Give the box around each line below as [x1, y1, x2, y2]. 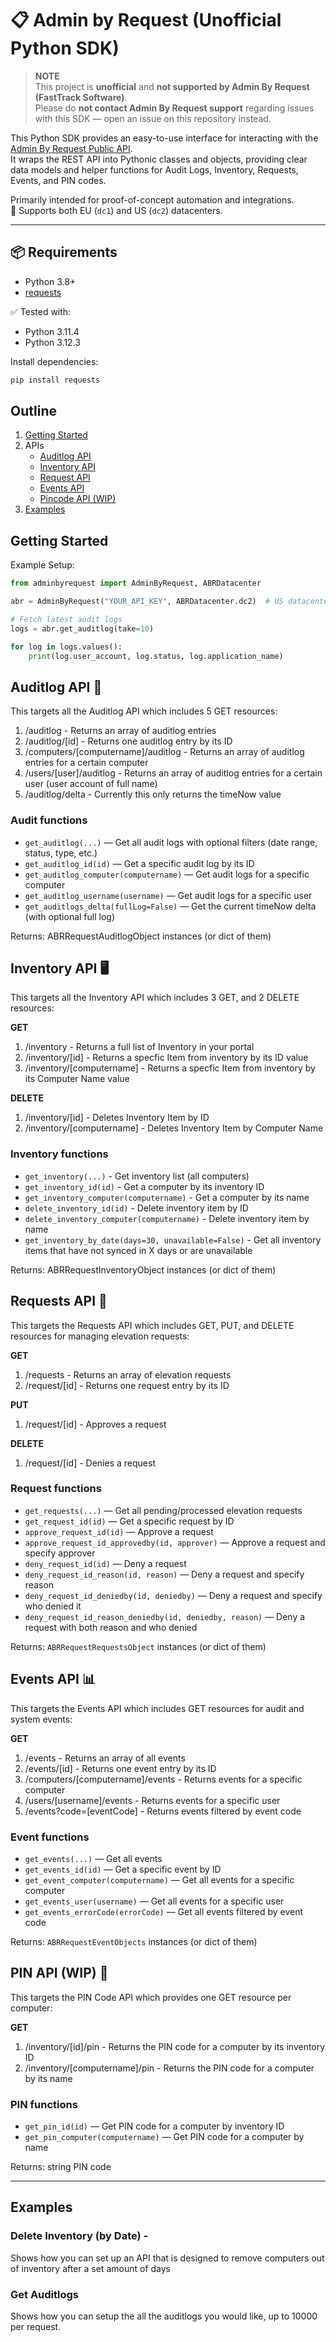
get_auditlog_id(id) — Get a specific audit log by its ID [24, 857, 255, 869]
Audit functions [10, 813, 88, 827]
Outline [10, 403, 57, 420]
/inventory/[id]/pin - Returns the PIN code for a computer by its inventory [24, 2040, 326, 2052]
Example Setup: [10, 559, 75, 571]
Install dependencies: [10, 355, 99, 367]
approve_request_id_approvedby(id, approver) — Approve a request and [24, 1536, 326, 1548]
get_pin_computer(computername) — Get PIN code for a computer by [24, 2131, 305, 2143]
